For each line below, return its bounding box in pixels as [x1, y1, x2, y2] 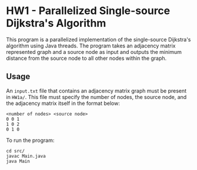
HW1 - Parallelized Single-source [6, 4, 171, 18]
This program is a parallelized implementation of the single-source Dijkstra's [6, 36, 191, 43]
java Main [6, 158, 31, 164]
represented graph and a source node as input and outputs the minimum [6, 48, 182, 55]
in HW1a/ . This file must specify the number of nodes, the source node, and [6, 93, 187, 100]
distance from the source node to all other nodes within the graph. [6, 55, 167, 62]
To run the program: [6, 137, 55, 144]
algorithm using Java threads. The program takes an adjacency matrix [6, 42, 176, 49]
